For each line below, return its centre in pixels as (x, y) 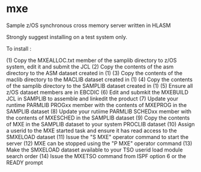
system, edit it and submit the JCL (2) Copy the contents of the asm (90, 66)
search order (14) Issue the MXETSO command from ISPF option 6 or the (96, 156)
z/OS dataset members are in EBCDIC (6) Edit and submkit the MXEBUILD (97, 92)
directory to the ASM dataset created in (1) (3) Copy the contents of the (94, 73)
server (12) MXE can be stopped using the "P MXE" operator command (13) (99, 143)
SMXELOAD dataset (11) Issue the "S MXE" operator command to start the (97, 137)
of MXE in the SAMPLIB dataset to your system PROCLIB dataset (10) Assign (100, 124)
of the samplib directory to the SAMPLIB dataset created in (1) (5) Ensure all (100, 85)
